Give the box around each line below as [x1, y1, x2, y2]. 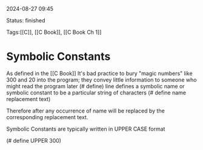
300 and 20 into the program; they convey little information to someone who [6, 76, 197, 83]
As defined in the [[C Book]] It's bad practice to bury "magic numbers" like [6, 70, 193, 77]
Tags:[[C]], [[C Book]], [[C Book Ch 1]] [6, 28, 102, 36]
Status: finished [6, 17, 45, 24]
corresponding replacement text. [6, 113, 88, 120]
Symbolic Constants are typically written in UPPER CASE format [6, 125, 165, 132]
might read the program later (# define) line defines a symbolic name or [6, 82, 185, 90]
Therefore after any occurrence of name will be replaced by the [6, 107, 165, 114]
